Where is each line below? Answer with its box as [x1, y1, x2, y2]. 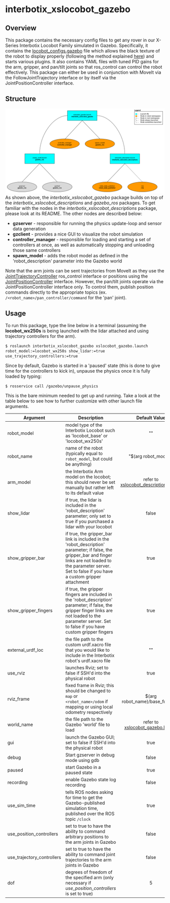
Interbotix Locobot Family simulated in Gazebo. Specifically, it [19, 42, 148, 49]
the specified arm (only [65, 875, 114, 881]
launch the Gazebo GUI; [65, 734, 115, 740]
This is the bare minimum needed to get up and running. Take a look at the [5, 393, 160, 399]
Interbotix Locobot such [65, 427, 115, 433]
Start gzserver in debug [65, 752, 115, 758]
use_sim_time [7, 802, 36, 808]
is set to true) [65, 891, 94, 897]
